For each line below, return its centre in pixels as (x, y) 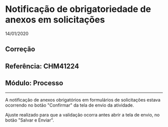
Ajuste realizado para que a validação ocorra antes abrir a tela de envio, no (82, 115)
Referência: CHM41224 (42, 66)
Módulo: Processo (34, 83)
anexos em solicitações (55, 20)
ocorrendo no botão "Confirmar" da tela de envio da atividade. (69, 105)
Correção (20, 49)
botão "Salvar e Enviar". (29, 120)
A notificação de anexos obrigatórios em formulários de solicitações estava (83, 100)
